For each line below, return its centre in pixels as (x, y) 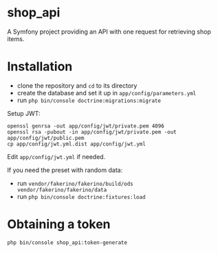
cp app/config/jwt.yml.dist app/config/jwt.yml (77, 144)
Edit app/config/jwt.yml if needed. (56, 156)
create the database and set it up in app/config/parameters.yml (107, 93)
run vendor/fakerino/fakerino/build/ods (75, 183)
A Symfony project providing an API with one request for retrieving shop (109, 32)
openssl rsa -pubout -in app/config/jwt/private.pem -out (92, 132)
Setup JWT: (24, 113)
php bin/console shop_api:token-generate (67, 242)
